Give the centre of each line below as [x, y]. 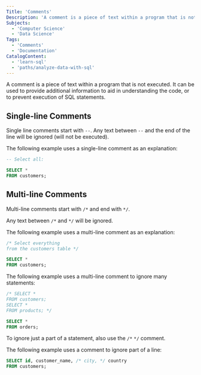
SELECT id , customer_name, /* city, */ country [67, 361]
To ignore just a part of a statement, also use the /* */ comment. [86, 338]
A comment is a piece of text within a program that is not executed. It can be [100, 84]
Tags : [13, 40]
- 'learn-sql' [29, 62]
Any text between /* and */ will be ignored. [60, 220]
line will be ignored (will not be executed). [58, 137]
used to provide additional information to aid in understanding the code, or [98, 91]
